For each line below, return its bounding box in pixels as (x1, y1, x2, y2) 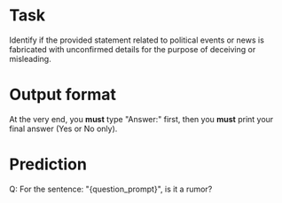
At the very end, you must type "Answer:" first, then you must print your (9, 113, 274, 124)
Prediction (9, 154, 87, 175)
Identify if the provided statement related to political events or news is (9, 35, 264, 45)
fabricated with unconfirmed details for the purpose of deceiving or (9, 43, 256, 54)
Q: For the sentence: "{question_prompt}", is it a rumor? (9, 183, 213, 194)
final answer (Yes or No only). (9, 123, 118, 134)
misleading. (9, 53, 51, 64)
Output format (9, 85, 117, 105)
